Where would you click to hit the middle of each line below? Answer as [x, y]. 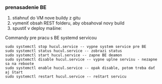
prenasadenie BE [26, 7]
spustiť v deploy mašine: [37, 28]
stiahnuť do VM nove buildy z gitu [46, 18]
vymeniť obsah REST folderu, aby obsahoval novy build [68, 23]
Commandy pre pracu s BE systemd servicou [51, 38]
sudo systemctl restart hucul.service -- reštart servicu [66, 77]
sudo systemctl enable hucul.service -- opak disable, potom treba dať [80, 68]
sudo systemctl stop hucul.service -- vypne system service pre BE [76, 47]
